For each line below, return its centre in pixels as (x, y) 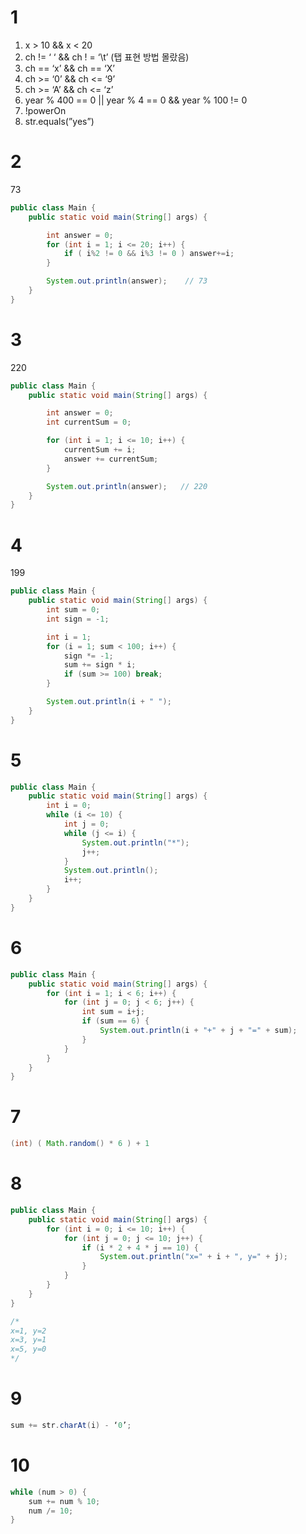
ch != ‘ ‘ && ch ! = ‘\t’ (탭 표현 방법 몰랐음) (107, 57)
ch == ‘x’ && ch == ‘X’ (69, 68)
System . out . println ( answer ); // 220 (127, 486)
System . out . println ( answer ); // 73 (127, 281)
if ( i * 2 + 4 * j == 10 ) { (140, 1247)
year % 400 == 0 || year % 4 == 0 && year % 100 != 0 (136, 100)
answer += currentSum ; (111, 459)
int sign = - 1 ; (78, 619)
